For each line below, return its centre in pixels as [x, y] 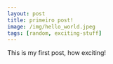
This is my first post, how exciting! [57, 53]
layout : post [26, 14]
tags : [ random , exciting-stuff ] [54, 33]
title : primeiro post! [40, 20]
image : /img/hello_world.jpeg [52, 26]
